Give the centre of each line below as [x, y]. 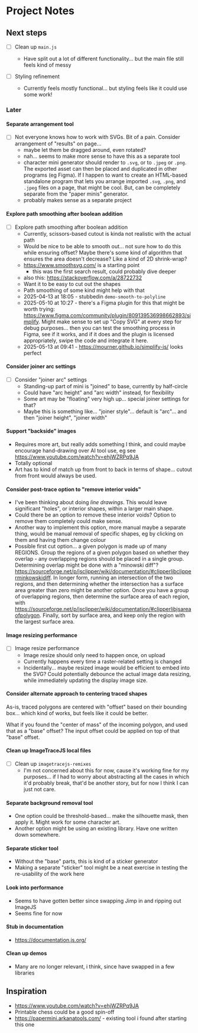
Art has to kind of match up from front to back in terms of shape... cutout [103, 470]
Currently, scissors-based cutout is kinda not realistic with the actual [107, 233]
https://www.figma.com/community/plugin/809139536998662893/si [107, 315]
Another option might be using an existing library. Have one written [96, 829]
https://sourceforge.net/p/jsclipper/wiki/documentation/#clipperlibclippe [103, 571]
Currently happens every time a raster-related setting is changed [103, 661]
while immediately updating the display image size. [85, 680]
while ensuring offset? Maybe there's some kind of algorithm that [103, 252]
